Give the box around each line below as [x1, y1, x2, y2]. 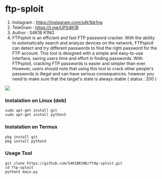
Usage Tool [5, 150, 32, 157]
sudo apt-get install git [5, 108, 57, 113]
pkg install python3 [5, 139, 47, 144]
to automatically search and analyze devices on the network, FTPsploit [12, 40, 154, 45]
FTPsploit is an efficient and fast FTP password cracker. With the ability [12, 35, 155, 41]
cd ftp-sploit [5, 165, 34, 170]
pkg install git [5, 134, 38, 139]
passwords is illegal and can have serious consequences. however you [12, 71, 154, 76]
